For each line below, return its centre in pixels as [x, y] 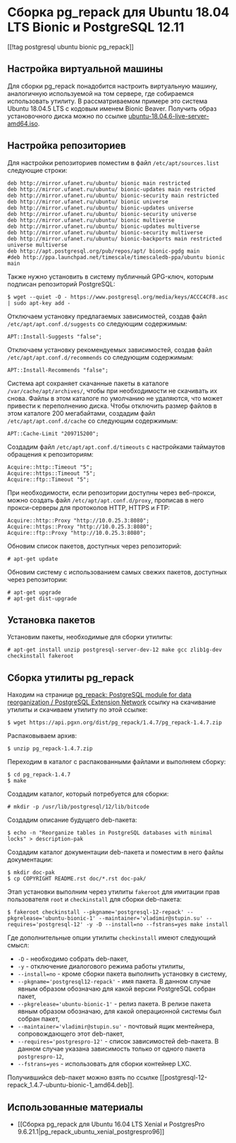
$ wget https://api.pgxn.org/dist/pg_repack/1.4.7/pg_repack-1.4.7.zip [114, 723]
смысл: [18, 945]
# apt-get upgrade [34, 592]
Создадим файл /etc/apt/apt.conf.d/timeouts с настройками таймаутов [116, 447]
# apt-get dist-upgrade [42, 598]
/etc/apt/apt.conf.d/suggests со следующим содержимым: [98, 323]
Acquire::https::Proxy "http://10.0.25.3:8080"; [80, 526]
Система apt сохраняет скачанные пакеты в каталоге [88, 383]
